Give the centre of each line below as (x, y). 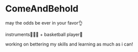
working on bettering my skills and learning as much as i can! (69, 44)
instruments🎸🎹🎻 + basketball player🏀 (44, 34)
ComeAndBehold (42, 9)
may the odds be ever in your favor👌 (44, 22)
